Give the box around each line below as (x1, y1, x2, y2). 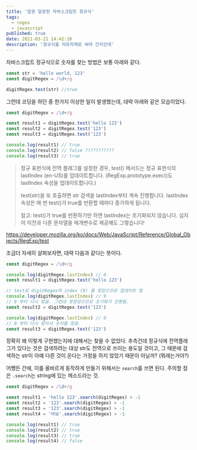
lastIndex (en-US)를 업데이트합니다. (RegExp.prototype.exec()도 (20, 172, 173, 179)
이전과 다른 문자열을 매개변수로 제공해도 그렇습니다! (26, 219, 145, 226)
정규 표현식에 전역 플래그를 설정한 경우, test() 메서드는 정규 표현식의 (20, 164, 176, 171)
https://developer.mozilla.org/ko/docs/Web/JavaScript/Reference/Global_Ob (6, 231, 191, 238)
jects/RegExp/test (6, 237, 49, 244)
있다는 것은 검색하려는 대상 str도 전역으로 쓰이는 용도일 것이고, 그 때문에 (16, 345, 182, 352)
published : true (6, 31, 46, 37)
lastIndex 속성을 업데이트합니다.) (20, 179, 96, 186)
